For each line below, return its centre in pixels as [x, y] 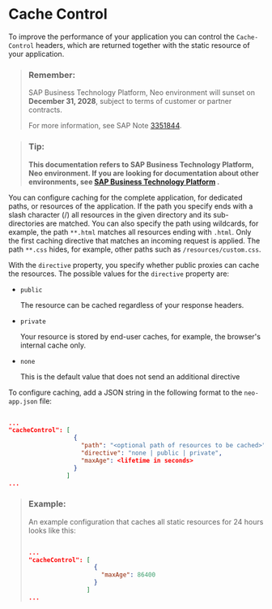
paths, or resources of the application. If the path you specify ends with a [131, 206]
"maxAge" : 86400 [128, 575]
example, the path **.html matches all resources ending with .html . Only [130, 231]
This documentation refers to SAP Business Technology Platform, [141, 164]
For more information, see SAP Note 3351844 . [105, 126]
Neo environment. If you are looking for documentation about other [143, 173]
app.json [23, 402]
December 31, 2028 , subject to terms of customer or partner [130, 101]
